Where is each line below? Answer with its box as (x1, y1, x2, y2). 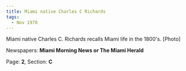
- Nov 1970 (11, 19, 38, 25)
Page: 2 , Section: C (6, 58, 53, 65)
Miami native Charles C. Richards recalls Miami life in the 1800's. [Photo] (6, 36, 181, 43)
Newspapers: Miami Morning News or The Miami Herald (6, 47, 144, 54)
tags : (6, 14, 19, 20)
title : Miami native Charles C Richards (6, 8, 106, 15)
